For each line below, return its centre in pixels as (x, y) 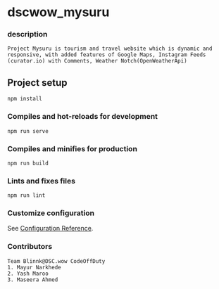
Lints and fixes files (42, 181)
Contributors (30, 247)
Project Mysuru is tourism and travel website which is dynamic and (110, 49)
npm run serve (28, 131)
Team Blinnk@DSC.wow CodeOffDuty (56, 261)
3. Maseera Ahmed (33, 280)
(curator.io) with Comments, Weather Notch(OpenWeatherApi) (98, 61)
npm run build (28, 163)
